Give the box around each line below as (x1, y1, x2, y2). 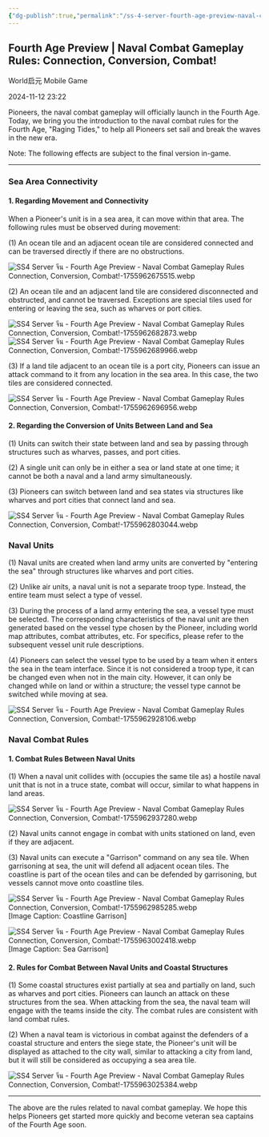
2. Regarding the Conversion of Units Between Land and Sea (8, 421, 214, 431)
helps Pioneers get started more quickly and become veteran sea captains (8, 1111, 254, 1121)
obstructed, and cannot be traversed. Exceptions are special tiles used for (8, 295, 252, 304)
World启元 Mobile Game (8, 76, 88, 86)
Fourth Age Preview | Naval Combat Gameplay (8, 42, 244, 55)
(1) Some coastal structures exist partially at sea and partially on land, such (8, 980, 256, 990)
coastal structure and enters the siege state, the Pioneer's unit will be (8, 1039, 238, 1048)
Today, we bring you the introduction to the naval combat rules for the (8, 116, 239, 126)
